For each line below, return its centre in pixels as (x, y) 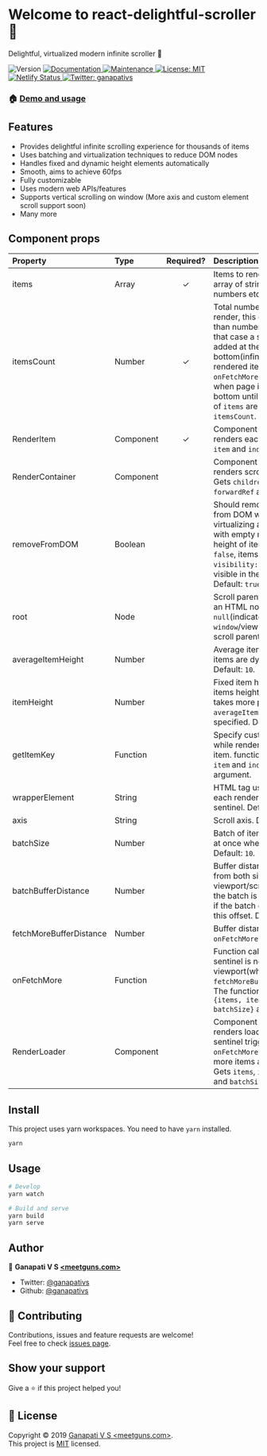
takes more (234, 702)
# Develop (25, 1186)
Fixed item (233, 682)
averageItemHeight (48, 659)
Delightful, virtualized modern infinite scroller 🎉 (85, 53)
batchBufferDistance (51, 891)
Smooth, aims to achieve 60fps (71, 172)
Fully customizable (50, 180)
